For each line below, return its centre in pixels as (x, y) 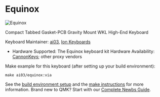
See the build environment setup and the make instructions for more (75, 84)
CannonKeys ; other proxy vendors (47, 56)
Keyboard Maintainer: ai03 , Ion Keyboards (48, 42)
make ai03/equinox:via (28, 75)
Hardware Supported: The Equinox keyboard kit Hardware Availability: (83, 51)
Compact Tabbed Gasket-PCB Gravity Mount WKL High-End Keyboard (77, 32)
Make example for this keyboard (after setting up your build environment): (80, 66)
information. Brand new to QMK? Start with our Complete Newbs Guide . (78, 89)
